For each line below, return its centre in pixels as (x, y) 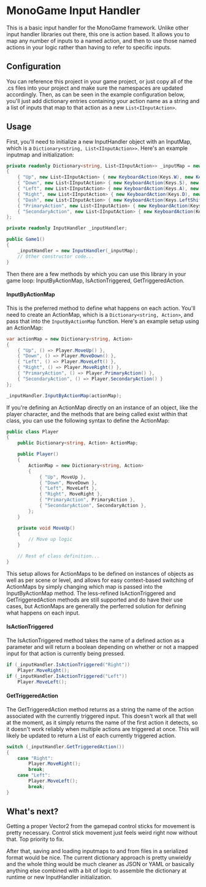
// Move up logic (50, 540)
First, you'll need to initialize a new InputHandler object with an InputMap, (99, 141)
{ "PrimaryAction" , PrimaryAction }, (87, 500)
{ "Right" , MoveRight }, (71, 494)
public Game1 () (26, 239)
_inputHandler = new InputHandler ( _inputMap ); (78, 250)
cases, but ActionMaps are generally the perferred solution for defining (96, 606)
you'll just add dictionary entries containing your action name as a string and (103, 101)
